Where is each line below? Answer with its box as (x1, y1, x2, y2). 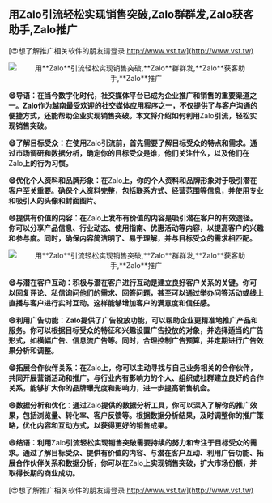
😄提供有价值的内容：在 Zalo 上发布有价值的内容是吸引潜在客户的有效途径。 (8, 213, 257, 223)
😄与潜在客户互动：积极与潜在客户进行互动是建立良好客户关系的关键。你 (8, 278, 250, 288)
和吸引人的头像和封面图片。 (8, 195, 101, 205)
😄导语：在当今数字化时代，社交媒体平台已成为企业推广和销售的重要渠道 (8, 90, 250, 100)
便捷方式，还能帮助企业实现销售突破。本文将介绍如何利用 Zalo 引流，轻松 (8, 110, 250, 120)
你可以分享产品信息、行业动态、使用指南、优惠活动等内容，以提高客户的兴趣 (8, 223, 264, 232)
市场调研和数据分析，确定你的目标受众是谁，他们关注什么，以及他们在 (15, 148, 249, 158)
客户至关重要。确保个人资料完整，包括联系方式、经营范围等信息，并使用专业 (8, 185, 264, 195)
